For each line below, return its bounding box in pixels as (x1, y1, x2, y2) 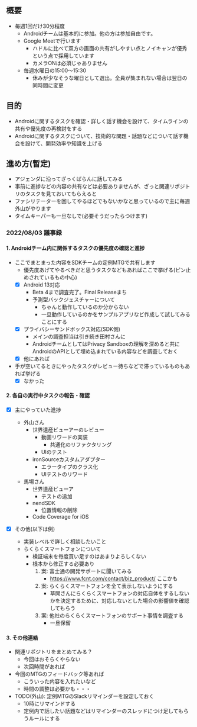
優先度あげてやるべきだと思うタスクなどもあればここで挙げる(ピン (23, 266, 186, 274)
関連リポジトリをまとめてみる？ (14, 648, 93, 655)
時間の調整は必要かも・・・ (23, 686, 91, 693)
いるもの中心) (44, 274, 78, 281)
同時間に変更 (32, 82, 64, 89)
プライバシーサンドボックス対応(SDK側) (23, 325, 121, 333)
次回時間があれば (23, 663, 65, 670)
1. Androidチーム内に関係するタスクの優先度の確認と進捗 (6, 245, 145, 252)
